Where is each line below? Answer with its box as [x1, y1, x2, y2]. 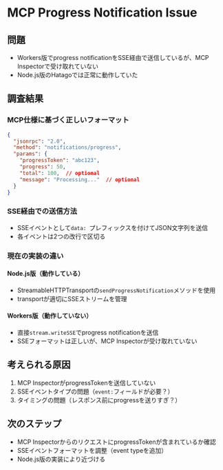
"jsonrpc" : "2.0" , [13, 138, 67, 145]
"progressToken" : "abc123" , [19, 157, 100, 164]
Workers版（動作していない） [7, 311, 93, 320]
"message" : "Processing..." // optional [19, 176, 140, 183]
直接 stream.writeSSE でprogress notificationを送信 [17, 329, 159, 337]
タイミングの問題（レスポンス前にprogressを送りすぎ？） [17, 396, 182, 404]
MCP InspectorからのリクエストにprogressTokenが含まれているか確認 [17, 438, 217, 446]
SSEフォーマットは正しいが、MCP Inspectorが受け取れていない [17, 337, 198, 345]
